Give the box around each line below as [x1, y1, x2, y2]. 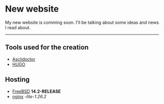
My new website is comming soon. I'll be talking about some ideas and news [5, 19, 159, 25]
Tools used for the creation [5, 43, 89, 52]
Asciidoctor [12, 56, 36, 62]
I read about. [5, 24, 31, 30]
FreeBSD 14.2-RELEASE [12, 88, 61, 94]
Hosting [5, 75, 30, 84]
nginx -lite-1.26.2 [12, 93, 47, 99]
